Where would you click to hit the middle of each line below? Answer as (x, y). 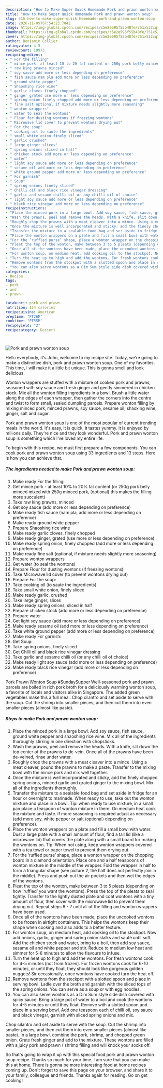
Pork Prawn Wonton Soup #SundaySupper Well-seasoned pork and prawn (80, 682)
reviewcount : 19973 (25, 50)
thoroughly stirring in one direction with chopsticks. (64, 741)
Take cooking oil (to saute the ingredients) (54, 585)
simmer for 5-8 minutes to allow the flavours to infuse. (67, 953)
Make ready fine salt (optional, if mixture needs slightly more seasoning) (84, 553)
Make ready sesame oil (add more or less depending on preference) (80, 626)
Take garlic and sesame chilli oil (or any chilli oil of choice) (70, 657)
